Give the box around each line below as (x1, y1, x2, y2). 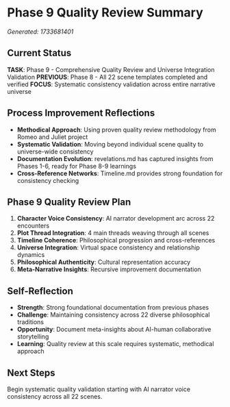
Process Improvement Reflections (7, 108, 155, 119)
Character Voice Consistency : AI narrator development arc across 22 (16, 214, 215, 223)
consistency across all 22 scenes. (7, 393, 103, 400)
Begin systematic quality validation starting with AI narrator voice (7, 385, 190, 393)
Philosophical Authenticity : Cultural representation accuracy (16, 258, 191, 267)
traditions (16, 318, 44, 326)
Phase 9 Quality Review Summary (7, 5, 203, 21)
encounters (16, 221, 50, 230)
